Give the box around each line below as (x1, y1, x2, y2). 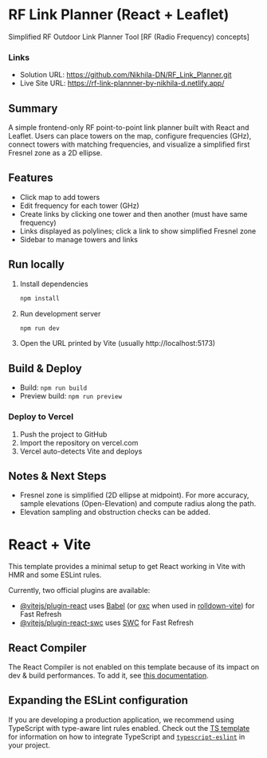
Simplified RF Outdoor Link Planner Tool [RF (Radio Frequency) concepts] (8, 32, 249, 41)
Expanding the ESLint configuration (8, 693, 189, 707)
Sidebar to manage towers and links (19, 234, 138, 244)
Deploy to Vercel (8, 411, 74, 422)
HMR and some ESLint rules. (8, 570, 102, 579)
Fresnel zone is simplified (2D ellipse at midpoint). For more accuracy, (19, 490, 249, 500)
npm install (19, 294, 60, 302)
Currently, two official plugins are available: (8, 586, 151, 595)
